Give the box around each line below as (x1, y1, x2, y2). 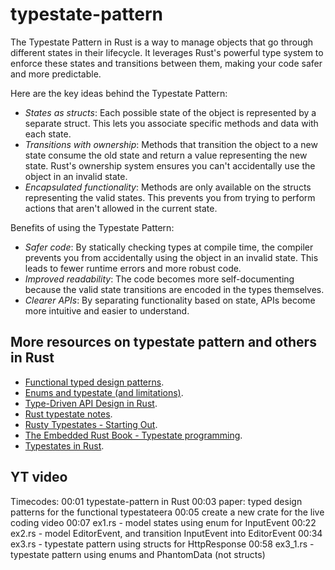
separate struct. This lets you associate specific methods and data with (24, 117, 319, 129)
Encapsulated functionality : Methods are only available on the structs (24, 181, 312, 193)
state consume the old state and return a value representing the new (24, 149, 308, 161)
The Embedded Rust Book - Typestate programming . (24, 429, 243, 441)
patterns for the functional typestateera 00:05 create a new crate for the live (10, 506, 325, 518)
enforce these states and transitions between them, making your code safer (10, 57, 323, 69)
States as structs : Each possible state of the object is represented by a (24, 106, 317, 118)
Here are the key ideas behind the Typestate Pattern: (10, 87, 228, 99)
